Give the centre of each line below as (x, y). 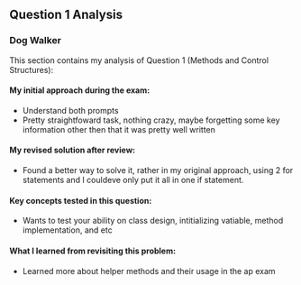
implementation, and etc (67, 230)
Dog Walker (35, 41)
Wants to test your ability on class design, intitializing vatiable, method (153, 221)
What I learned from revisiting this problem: (93, 251)
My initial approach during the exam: (80, 90)
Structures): (32, 69)
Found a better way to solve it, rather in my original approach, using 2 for (158, 170)
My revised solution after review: (73, 150)
